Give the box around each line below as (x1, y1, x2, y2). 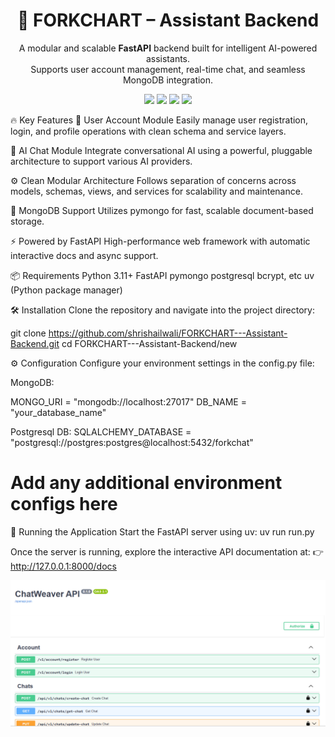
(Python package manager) (10, 284, 123, 296)
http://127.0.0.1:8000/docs (10, 560, 117, 572)
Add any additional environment (10, 472, 283, 494)
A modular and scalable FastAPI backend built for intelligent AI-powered (18, 42, 318, 54)
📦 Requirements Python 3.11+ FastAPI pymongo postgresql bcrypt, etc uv (10, 269, 315, 281)
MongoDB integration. (122, 74, 214, 86)
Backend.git (10, 337, 60, 349)
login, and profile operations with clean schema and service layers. (10, 125, 287, 137)
